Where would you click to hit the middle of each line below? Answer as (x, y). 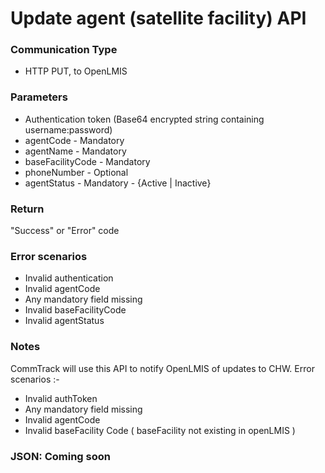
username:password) (68, 129)
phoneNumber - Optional (76, 172)
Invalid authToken (61, 398)
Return (27, 209)
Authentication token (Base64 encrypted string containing (144, 119)
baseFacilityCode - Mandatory (87, 161)
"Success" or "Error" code (65, 231)
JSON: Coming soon (60, 456)
